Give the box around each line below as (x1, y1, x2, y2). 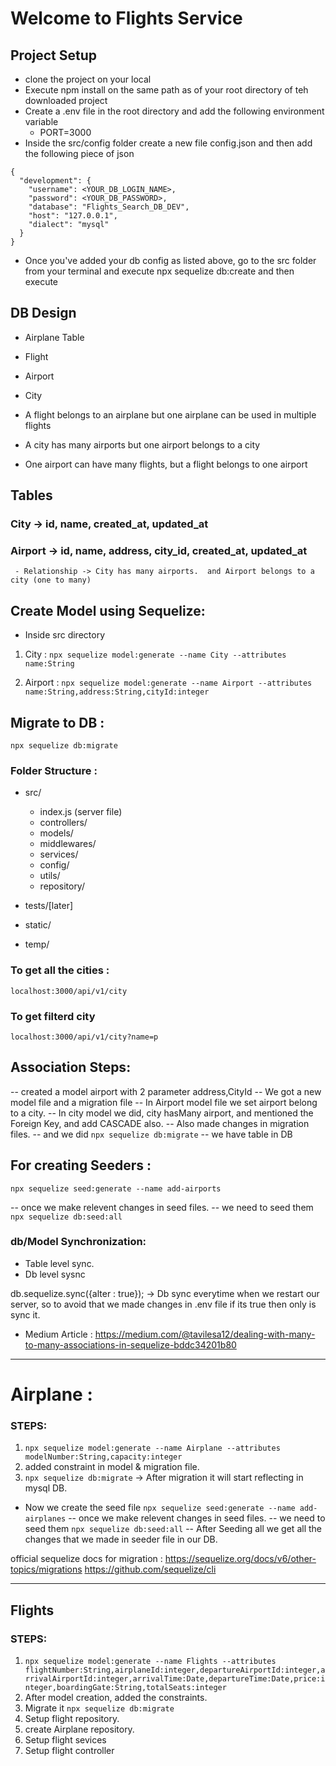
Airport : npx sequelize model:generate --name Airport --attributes (24, 677, 313, 689)
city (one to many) (10, 575, 92, 586)
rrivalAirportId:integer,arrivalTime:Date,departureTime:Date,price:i (24, 1674, 326, 1684)
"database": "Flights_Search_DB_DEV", (28, 202, 190, 212)
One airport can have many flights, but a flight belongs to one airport (24, 458, 308, 470)
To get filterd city (10, 1009, 96, 1023)
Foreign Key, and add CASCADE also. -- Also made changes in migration (10, 1117, 310, 1129)
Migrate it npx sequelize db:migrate (24, 1702, 175, 1714)
